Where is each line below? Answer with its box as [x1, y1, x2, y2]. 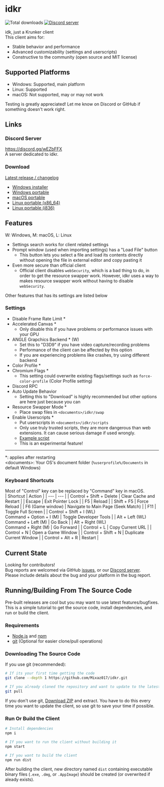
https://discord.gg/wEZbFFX [5, 146, 62, 152]
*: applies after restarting [5, 454, 56, 460]
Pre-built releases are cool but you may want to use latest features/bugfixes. [5, 599, 159, 605]
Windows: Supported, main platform [12, 81, 85, 87]
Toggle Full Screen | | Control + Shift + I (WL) [5, 509, 96, 515]
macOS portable [12, 194, 45, 200]
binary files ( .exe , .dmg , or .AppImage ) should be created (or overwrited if [5, 771, 150, 777]
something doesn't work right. [5, 106, 66, 112]
